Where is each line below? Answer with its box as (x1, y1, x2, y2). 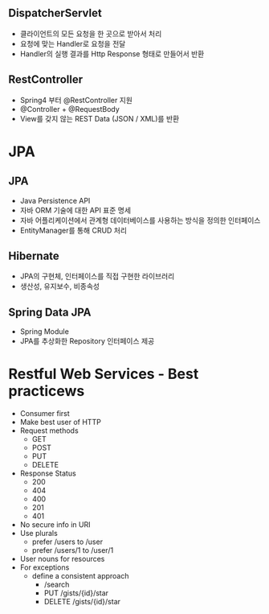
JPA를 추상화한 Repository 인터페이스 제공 (19, 336, 155, 346)
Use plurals (19, 529, 58, 538)
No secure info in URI (19, 520, 91, 530)
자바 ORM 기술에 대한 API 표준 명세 (19, 205, 131, 215)
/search (43, 579, 70, 590)
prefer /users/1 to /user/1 (31, 546, 114, 555)
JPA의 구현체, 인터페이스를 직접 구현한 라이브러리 (19, 271, 175, 281)
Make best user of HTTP (19, 418, 102, 427)
